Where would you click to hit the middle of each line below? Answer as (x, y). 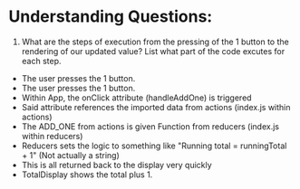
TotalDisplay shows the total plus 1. (87, 175)
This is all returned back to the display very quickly (116, 165)
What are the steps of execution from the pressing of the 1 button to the (155, 42)
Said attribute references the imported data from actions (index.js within (156, 107)
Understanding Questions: (111, 17)
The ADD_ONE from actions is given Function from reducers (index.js (150, 126)
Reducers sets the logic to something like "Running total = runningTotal (154, 146)
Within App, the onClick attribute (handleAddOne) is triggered (136, 98)
